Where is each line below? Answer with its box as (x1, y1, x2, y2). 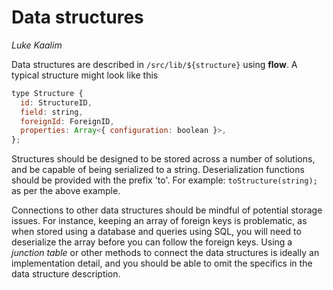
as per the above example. (11, 185, 121, 197)
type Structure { (11, 88, 84, 98)
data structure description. (11, 268, 121, 280)
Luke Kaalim (11, 39, 63, 51)
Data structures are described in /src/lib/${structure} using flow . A (11, 58, 298, 70)
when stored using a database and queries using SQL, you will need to (11, 226, 302, 238)
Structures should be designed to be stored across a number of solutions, (11, 153, 316, 165)
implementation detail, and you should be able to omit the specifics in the (11, 257, 313, 270)
